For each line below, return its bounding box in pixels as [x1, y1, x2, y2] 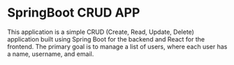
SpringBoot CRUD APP [7, 5, 140, 21]
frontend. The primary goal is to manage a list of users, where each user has [7, 42, 228, 50]
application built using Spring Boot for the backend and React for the [7, 35, 205, 43]
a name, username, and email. [7, 50, 94, 58]
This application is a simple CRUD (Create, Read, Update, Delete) [7, 28, 194, 36]
